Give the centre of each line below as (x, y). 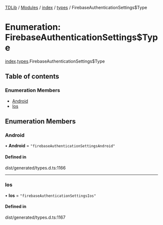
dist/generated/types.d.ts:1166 (35, 168)
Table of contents (32, 77)
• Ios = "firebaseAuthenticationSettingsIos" (50, 195)
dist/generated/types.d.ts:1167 (35, 217)
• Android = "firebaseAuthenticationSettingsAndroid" (60, 146)
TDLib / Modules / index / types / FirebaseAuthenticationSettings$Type (76, 8)
